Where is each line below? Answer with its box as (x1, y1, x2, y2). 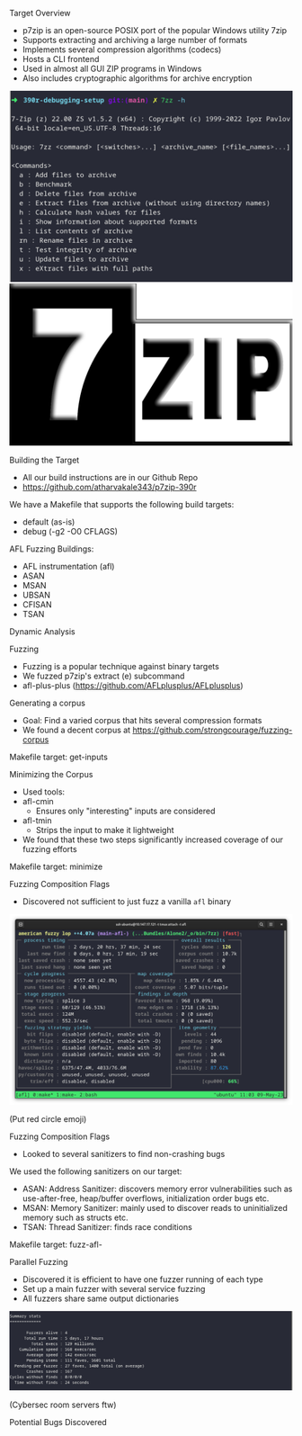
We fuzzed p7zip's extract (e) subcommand (22, 670, 185, 682)
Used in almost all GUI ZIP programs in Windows (22, 63, 202, 74)
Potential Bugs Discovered (9, 1417, 108, 1428)
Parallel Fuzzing (9, 1257, 68, 1268)
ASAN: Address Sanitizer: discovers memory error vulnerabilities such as (22, 1183, 293, 1195)
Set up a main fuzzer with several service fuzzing (22, 1284, 206, 1295)
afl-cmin (22, 796, 54, 807)
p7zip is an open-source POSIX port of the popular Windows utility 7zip (22, 25, 288, 35)
